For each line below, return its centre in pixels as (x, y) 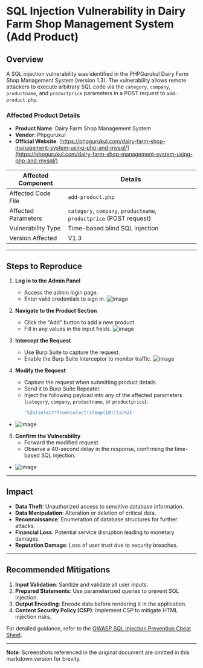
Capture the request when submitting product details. (91, 382)
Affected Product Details (43, 115)
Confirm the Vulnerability (48, 436)
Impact (20, 492)
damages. (27, 538)
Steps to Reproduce (44, 266)
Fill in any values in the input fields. (68, 329)
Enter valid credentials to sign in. (65, 299)
